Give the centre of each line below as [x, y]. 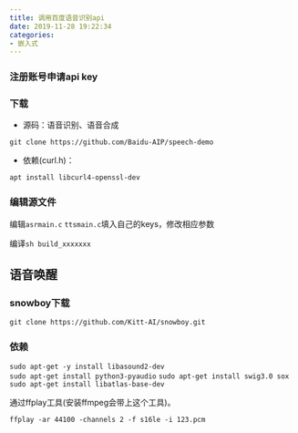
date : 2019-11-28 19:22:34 [61, 26]
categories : [32, 35]
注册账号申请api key [54, 77]
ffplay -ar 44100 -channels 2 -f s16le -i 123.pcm [108, 419]
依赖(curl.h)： [48, 160]
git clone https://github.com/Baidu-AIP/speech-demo [112, 142]
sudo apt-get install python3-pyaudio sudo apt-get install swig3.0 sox [149, 376]
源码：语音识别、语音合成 [71, 125]
